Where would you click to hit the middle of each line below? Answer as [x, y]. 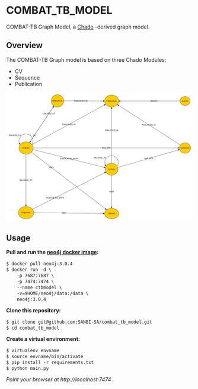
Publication [28, 84]
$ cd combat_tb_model [33, 328]
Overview [25, 45]
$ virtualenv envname [33, 351]
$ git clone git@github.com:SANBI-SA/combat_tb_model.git [79, 322]
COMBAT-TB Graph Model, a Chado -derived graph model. [78, 27]
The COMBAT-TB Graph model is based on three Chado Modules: [86, 59]
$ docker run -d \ [29, 270]
